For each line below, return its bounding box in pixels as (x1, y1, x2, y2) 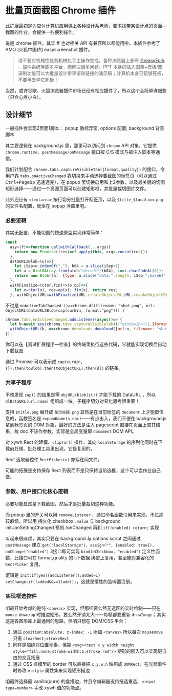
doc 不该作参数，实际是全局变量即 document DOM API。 (19, 428, 137, 435)
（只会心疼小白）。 (5, 93, 44, 100)
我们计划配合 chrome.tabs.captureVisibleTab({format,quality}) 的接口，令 (5, 166, 165, 172)
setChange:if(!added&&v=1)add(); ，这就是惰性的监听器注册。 (5, 578, 135, 585)
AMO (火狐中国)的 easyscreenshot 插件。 (5, 46, 93, 52)
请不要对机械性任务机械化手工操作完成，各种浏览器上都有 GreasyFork (17, 57, 165, 63)
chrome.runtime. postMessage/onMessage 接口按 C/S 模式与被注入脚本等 (5, 148, 156, 155)
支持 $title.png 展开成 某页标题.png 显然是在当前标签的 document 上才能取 (5, 409, 160, 415)
